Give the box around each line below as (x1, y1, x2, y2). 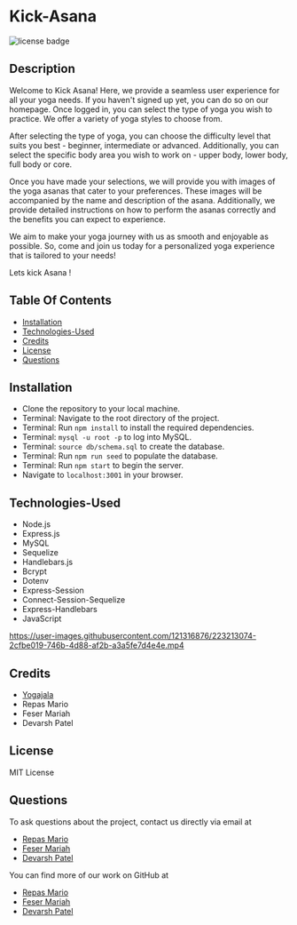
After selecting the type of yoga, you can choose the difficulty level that (9, 131, 271, 141)
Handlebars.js (21, 557, 74, 568)
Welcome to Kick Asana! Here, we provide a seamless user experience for (9, 84, 280, 95)
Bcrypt (21, 566, 47, 577)
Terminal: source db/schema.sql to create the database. (21, 442, 225, 452)
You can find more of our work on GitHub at (9, 869, 169, 881)
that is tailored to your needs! (9, 250, 117, 260)
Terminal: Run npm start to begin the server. (21, 460, 184, 471)
